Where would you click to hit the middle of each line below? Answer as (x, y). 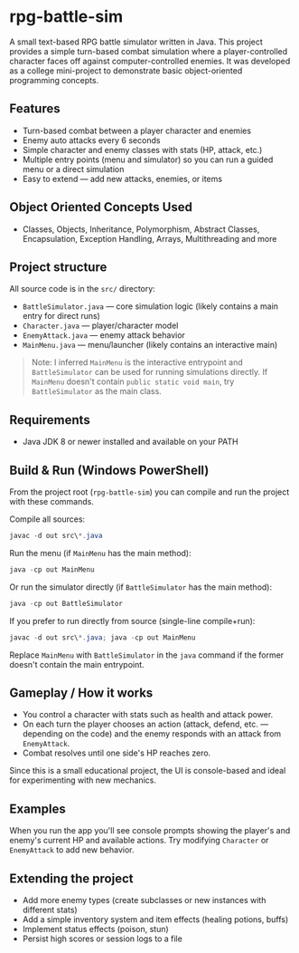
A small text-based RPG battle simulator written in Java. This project (136, 42)
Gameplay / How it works (81, 693)
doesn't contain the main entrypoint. (77, 664)
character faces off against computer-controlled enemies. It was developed (150, 61)
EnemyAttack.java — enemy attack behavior (103, 335)
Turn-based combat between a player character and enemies (136, 130)
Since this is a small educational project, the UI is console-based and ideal (148, 771)
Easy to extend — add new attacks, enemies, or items (122, 178)
